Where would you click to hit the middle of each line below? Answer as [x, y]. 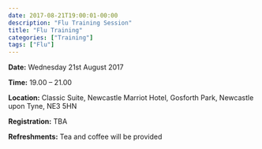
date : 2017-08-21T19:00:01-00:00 [63, 15]
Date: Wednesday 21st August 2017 [66, 67]
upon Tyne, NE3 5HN [43, 106]
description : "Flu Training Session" [70, 23]
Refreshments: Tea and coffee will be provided [85, 137]
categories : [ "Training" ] [51, 37]
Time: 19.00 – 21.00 [40, 83]
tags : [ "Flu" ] [32, 45]
